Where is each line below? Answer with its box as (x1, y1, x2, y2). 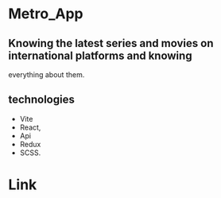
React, (19, 122, 41, 132)
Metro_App (8, 5, 83, 23)
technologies (8, 93, 76, 107)
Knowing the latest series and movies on (8, 37, 214, 50)
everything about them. (8, 70, 85, 80)
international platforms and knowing (8, 49, 192, 62)
